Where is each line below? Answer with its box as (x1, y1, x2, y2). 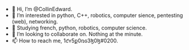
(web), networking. (11, 18, 58, 25)
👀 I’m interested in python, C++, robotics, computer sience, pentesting (11, 12, 183, 19)
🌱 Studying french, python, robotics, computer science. (11, 24, 147, 31)
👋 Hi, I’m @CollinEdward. (11, 6, 73, 12)
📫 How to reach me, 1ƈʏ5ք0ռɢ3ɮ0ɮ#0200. (11, 37, 118, 44)
